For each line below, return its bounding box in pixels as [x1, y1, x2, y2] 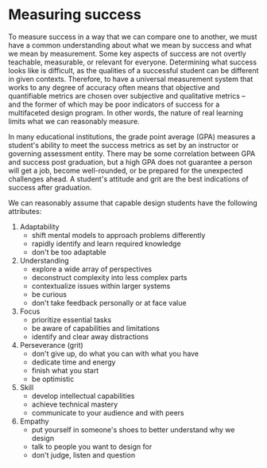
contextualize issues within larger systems [31, 281, 171, 291]
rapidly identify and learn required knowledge [31, 239, 181, 248]
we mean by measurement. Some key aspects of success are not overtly [8, 49, 246, 58]
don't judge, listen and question [31, 450, 136, 459]
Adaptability [19, 221, 60, 232]
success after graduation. [8, 182, 93, 192]
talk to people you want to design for [31, 442, 153, 451]
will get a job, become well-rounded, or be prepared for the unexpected [8, 166, 243, 175]
